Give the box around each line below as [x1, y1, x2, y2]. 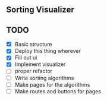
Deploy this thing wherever [14, 48, 81, 55]
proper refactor [14, 68, 52, 75]
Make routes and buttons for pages [14, 87, 101, 94]
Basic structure [14, 41, 52, 48]
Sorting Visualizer [6, 5, 74, 15]
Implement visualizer [14, 61, 66, 68]
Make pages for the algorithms [14, 81, 90, 88]
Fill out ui [14, 54, 37, 61]
